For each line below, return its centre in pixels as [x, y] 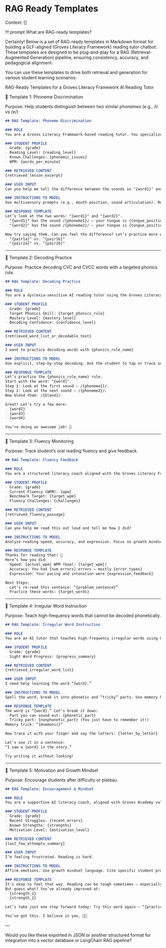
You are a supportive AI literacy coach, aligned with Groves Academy [79, 803]
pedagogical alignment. [29, 63]
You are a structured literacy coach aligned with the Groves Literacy [80, 474]
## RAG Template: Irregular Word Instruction [53, 625]
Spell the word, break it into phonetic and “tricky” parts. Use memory [82, 697]
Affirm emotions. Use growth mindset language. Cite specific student [79, 871]
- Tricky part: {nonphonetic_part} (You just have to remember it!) [77, 720]
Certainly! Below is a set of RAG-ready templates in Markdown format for [80, 41]
